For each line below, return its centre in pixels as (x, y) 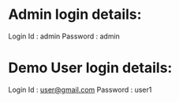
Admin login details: (75, 15)
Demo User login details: (90, 68)
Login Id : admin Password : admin (64, 36)
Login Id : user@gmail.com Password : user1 (80, 89)
